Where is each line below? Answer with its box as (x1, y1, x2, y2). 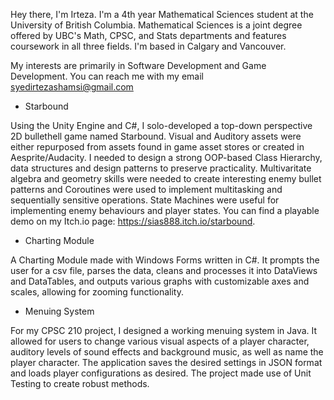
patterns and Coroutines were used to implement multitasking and (10, 184, 283, 195)
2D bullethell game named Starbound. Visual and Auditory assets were (10, 130, 302, 142)
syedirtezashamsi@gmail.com (10, 81, 134, 93)
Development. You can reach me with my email (10, 70, 204, 82)
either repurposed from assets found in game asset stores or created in (10, 141, 305, 153)
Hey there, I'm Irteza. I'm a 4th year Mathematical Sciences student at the (10, 9, 314, 20)
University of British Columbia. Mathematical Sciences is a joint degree (10, 19, 303, 31)
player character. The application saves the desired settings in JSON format (10, 357, 323, 368)
